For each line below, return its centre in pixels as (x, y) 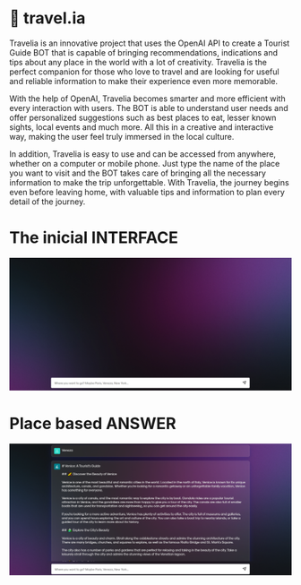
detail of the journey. (47, 202)
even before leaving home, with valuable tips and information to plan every (147, 192)
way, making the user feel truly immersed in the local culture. (122, 136)
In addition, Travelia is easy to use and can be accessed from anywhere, (142, 154)
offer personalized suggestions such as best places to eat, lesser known (143, 117)
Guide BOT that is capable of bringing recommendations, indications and (143, 52)
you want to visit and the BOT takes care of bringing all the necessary (138, 173)
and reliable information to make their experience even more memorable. (144, 81)
